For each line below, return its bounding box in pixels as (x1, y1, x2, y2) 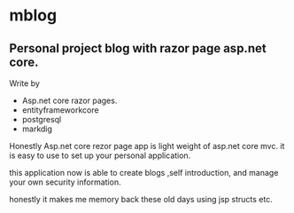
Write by (9, 78, 40, 89)
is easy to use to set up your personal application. (9, 150, 191, 161)
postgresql (21, 114, 62, 124)
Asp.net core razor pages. (21, 95, 118, 106)
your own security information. (9, 177, 121, 187)
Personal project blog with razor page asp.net (9, 41, 267, 56)
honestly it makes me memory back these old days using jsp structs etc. (9, 194, 273, 204)
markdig (21, 123, 53, 134)
